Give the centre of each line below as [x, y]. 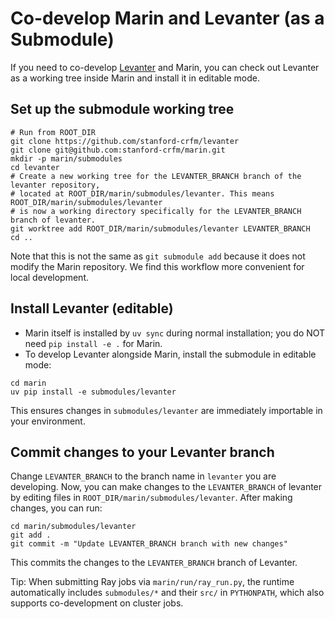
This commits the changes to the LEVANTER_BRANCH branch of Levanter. [154, 563]
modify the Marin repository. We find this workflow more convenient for [157, 266]
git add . [31, 535]
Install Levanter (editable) [92, 308]
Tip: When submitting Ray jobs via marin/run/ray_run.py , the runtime [152, 582]
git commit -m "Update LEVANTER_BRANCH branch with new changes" [149, 544]
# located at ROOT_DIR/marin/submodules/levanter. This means [142, 193]
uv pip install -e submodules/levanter [93, 392]
